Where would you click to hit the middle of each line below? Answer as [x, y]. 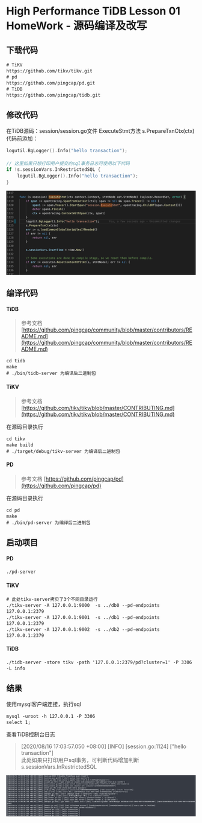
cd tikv [16, 439]
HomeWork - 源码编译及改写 [77, 26]
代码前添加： [22, 138]
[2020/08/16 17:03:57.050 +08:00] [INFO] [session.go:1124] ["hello [103, 746]
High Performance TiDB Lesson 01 [93, 11]
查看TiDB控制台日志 [31, 734]
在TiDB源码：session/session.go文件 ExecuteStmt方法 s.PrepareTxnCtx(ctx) [100, 130]
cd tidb [16, 361]
